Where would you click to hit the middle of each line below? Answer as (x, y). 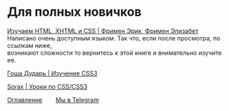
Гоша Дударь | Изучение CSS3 (52, 73)
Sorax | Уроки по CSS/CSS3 (47, 86)
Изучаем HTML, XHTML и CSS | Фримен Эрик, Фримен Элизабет (103, 31)
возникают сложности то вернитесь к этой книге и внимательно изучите (115, 53)
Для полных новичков (75, 12)
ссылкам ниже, (30, 45)
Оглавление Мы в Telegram (53, 99)
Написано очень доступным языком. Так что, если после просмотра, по (114, 38)
